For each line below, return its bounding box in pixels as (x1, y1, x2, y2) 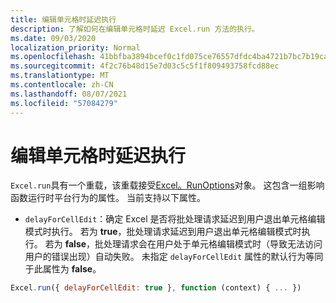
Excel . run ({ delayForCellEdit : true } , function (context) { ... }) (10, 283, 302, 293)
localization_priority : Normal (10, 42, 141, 53)
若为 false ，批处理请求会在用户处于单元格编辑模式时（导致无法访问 (44, 238, 323, 250)
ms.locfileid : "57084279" (10, 98, 118, 108)
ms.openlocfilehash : (10, 52, 97, 62)
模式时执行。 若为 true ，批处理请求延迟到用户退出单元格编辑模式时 (24, 226, 302, 238)
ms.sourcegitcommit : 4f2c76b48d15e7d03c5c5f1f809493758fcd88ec (10, 61, 280, 71)
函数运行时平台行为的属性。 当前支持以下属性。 (10, 192, 206, 204)
